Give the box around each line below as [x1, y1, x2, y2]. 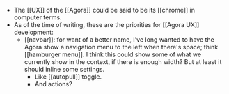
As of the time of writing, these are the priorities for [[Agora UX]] [13, 21, 200, 29]
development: [13, 28, 54, 36]
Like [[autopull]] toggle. [34, 72, 102, 81]
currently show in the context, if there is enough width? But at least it [24, 58, 222, 65]
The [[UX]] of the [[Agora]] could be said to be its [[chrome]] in [13, 6, 195, 14]
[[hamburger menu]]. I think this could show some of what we [24, 50, 202, 58]
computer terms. [13, 13, 62, 22]
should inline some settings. [24, 65, 105, 73]
